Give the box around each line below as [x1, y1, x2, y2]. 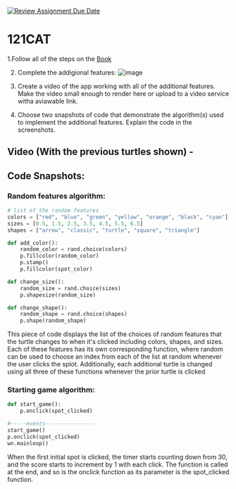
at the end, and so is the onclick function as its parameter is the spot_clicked [7, 467, 230, 476]
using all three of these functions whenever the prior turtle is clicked [7, 367, 206, 376]
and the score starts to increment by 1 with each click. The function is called [7, 460, 228, 469]
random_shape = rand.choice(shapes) [20, 311, 128, 318]
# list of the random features [7, 207, 99, 214]
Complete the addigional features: [17, 68, 116, 77]
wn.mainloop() [7, 440, 49, 447]
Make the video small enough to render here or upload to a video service [17, 89, 230, 98]
